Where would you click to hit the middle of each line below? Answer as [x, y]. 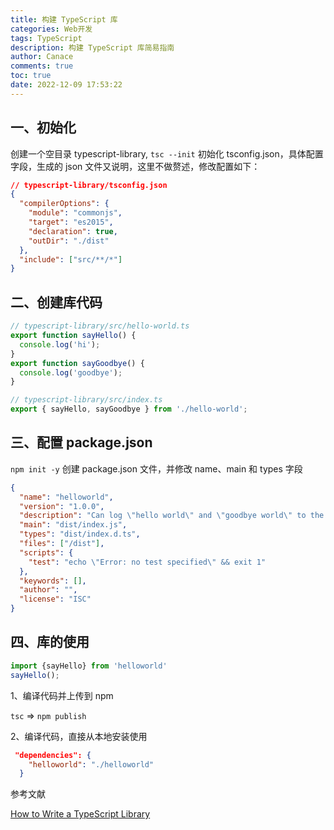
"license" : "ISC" [55, 599]
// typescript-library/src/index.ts [86, 400]
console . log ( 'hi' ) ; [60, 344]
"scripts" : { [46, 552]
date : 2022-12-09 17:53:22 [66, 85]
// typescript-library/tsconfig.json [89, 185]
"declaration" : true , [73, 231]
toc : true [31, 76]
